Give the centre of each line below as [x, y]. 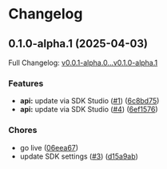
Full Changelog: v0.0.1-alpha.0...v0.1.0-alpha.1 [83, 62]
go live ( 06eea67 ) [49, 147]
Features [26, 83]
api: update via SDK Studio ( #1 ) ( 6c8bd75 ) [89, 101]
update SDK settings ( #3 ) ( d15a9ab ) [79, 156]
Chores [23, 131]
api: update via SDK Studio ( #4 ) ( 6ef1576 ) [89, 110]
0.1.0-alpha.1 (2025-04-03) [78, 44]
